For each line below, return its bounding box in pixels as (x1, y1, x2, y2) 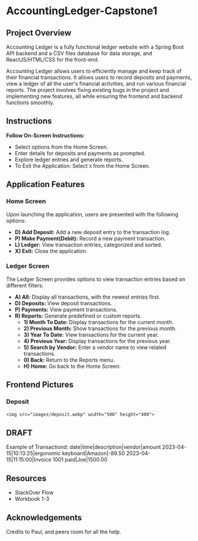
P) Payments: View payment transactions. (14, 306, 118, 313)
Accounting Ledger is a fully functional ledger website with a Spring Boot (6, 43, 184, 50)
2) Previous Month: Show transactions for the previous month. (23, 325, 177, 332)
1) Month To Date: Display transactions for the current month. (23, 318, 174, 325)
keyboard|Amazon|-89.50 (61, 450, 125, 457)
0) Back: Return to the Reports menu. (23, 356, 115, 363)
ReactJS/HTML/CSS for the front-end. (6, 56, 99, 63)
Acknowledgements (6, 513, 82, 523)
